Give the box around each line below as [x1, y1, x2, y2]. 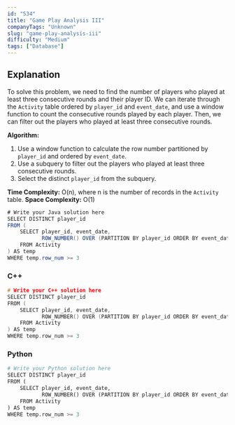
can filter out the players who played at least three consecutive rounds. [7, 117, 213, 126]
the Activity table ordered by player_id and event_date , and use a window [7, 102, 224, 111]
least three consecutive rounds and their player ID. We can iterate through [7, 95, 220, 103]
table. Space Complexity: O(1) [7, 195, 96, 203]
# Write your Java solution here [7, 208, 105, 216]
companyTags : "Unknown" [7, 23, 77, 30]
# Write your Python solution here [7, 365, 111, 372]
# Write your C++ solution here [7, 287, 101, 295]
